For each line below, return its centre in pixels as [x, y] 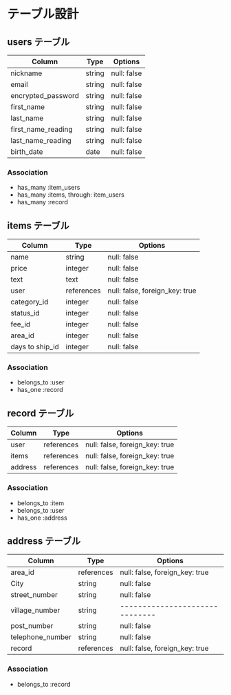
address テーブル [44, 541]
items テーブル [38, 225]
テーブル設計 [43, 14]
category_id [30, 302]
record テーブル [41, 413]
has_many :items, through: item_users [71, 195]
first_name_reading [42, 129]
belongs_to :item [41, 503]
